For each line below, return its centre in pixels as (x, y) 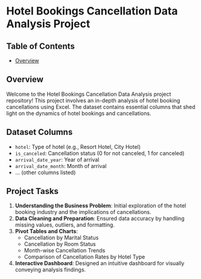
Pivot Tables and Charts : (46, 231)
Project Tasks (33, 191)
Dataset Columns (40, 132)
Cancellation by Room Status (60, 244)
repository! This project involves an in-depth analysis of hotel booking (93, 100)
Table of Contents (41, 46)
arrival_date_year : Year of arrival (57, 159)
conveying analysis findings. (50, 270)
